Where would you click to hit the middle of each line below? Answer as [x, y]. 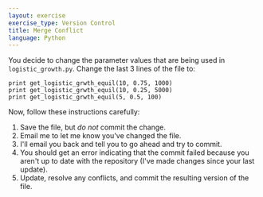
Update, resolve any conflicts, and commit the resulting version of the [134, 178]
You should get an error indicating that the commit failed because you [134, 153]
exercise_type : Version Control [62, 23]
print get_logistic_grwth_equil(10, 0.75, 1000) [90, 83]
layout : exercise [37, 15]
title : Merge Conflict [46, 30]
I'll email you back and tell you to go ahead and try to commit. [121, 145]
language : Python [37, 38]
